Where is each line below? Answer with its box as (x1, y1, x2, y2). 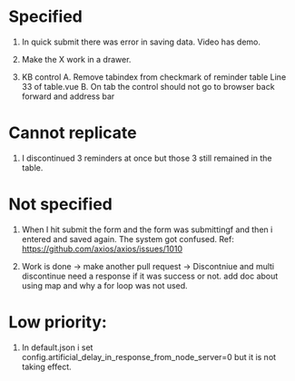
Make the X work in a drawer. (21, 54, 132, 64)
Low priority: (8, 312, 108, 332)
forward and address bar (21, 91, 115, 102)
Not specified (8, 194, 113, 215)
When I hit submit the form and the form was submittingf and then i (21, 224, 273, 235)
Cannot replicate (8, 122, 137, 143)
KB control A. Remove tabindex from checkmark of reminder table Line (21, 71, 287, 83)
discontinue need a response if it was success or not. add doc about (21, 270, 279, 281)
